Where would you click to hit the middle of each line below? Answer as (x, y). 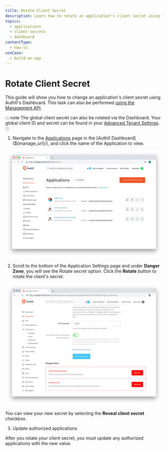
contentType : (19, 43)
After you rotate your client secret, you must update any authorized (74, 438)
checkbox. (16, 419)
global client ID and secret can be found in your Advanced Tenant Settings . (82, 123)
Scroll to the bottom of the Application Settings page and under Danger (86, 266)
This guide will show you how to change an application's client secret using (83, 97)
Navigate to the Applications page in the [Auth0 (61, 138)
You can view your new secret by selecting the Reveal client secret (75, 413)
